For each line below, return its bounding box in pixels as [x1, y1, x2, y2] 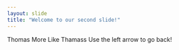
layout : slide [7, 10, 48, 17]
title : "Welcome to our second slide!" [7, 16, 121, 23]
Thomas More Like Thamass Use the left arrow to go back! [7, 35, 172, 43]
